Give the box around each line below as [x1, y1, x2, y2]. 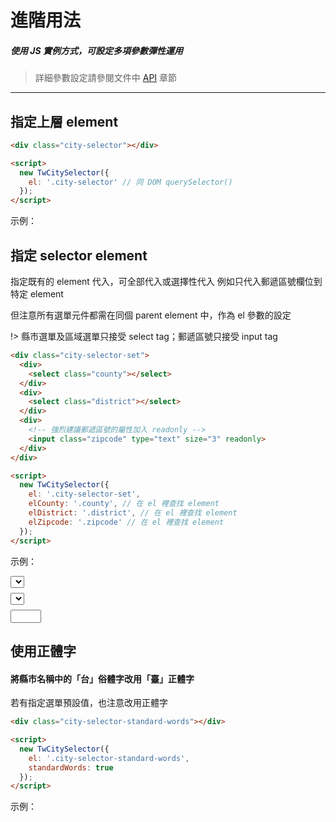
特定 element [10, 288, 64, 300]
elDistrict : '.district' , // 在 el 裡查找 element [28, 508, 238, 518]
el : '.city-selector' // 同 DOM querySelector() [28, 177, 233, 187]
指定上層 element [10, 113, 119, 130]
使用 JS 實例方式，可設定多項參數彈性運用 [10, 44, 183, 56]
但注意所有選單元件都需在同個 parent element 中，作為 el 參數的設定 [10, 309, 292, 321]
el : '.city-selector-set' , [28, 489, 141, 500]
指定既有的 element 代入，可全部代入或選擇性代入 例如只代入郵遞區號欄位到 [10, 276, 323, 288]
